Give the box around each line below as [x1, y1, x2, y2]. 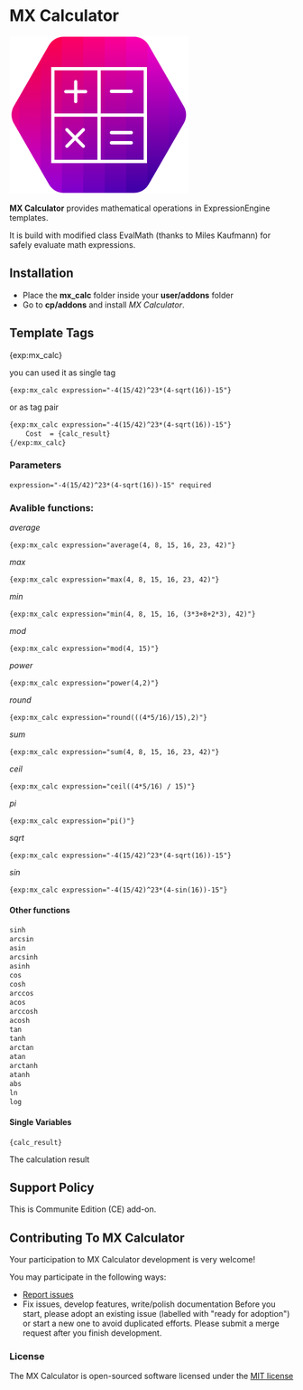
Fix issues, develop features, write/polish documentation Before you [22, 1299, 277, 1310]
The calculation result [9, 1154, 90, 1165]
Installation [9, 266, 74, 281]
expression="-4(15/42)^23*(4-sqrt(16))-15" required [9, 480, 212, 489]
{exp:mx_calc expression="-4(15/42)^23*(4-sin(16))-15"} [9, 885, 228, 895]
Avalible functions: [9, 501, 95, 514]
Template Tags [9, 326, 95, 341]
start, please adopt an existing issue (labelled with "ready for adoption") [22, 1309, 290, 1319]
